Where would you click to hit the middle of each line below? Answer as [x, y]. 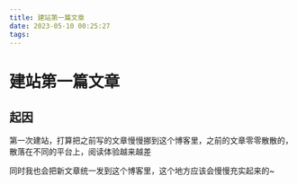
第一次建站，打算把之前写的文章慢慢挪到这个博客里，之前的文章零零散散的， [151, 141]
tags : [19, 34]
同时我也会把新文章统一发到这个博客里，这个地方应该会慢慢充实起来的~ [142, 171]
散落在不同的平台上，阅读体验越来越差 [80, 152]
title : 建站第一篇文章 [47, 18]
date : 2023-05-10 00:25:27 [60, 26]
